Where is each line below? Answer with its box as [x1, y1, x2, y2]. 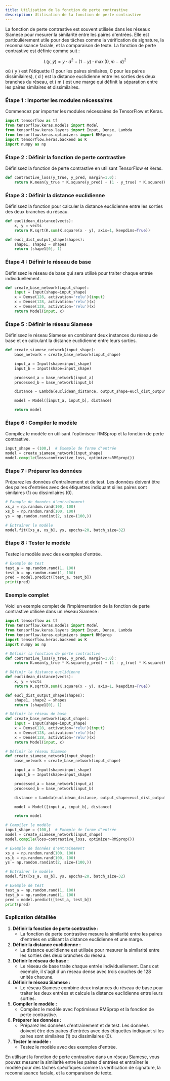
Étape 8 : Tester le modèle [5, 539, 71, 546]
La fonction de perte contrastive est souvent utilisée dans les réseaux [5, 26, 150, 32]
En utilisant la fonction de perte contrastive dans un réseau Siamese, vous [5, 1054, 160, 1060]
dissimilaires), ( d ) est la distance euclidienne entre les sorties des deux [5, 73, 156, 80]
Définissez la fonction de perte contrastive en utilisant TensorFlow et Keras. [5, 165, 163, 171]
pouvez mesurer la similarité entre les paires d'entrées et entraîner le [5, 1059, 149, 1065]
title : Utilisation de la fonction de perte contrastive [5, 7, 128, 13]
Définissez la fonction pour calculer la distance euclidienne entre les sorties [5, 203, 163, 209]
